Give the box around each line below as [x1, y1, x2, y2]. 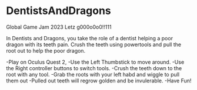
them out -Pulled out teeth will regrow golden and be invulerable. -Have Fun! [6, 77, 192, 84]
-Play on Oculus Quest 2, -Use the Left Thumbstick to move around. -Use [6, 58, 185, 65]
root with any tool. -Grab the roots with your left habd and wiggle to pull [6, 71, 180, 78]
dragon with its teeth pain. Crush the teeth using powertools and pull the [6, 41, 181, 48]
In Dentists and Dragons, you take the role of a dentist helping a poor [6, 34, 173, 41]
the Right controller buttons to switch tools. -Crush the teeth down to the [6, 64, 182, 71]
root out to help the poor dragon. [6, 47, 86, 54]
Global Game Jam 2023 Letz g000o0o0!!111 [6, 23, 112, 30]
